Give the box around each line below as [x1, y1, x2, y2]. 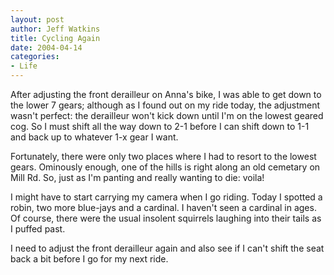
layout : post [10, 14, 65, 25]
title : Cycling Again [10, 33, 101, 43]
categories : [10, 52, 60, 62]
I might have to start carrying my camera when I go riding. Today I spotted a [10, 191, 323, 203]
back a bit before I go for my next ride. [10, 253, 169, 265]
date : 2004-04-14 [10, 42, 83, 53]
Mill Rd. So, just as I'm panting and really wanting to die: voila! [10, 172, 265, 183]
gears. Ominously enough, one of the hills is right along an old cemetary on [10, 161, 321, 173]
